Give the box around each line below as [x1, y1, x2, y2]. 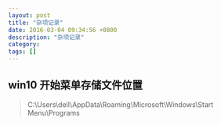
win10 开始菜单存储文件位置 [8, 79, 143, 92]
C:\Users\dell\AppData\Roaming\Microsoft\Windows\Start [27, 99, 214, 109]
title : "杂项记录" [8, 19, 64, 27]
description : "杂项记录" [8, 33, 85, 41]
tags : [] [8, 48, 37, 55]
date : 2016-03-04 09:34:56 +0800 [8, 26, 118, 34]
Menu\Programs [27, 108, 80, 117]
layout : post [8, 11, 51, 20]
